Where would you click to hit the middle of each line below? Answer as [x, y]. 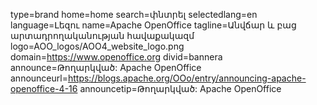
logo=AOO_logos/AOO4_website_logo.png [97, 46]
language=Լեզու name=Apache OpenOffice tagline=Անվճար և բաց [153, 25]
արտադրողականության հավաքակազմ [102, 35]
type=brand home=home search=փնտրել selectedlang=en [134, 14]
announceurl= [39, 78]
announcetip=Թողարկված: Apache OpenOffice [180, 88]
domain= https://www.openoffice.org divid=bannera [116, 57]
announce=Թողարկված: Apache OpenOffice [106, 67]
